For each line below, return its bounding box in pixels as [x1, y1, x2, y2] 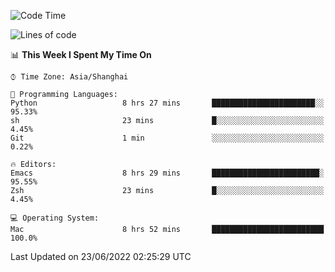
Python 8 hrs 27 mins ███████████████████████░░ [10, 98, 325, 108]
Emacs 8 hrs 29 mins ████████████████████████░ [10, 168, 325, 178]
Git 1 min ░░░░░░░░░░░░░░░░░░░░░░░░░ [10, 133, 325, 143]
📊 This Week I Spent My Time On [10, 49, 152, 60]
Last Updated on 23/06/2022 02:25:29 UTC [10, 251, 192, 262]
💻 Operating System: [10, 213, 100, 223]
